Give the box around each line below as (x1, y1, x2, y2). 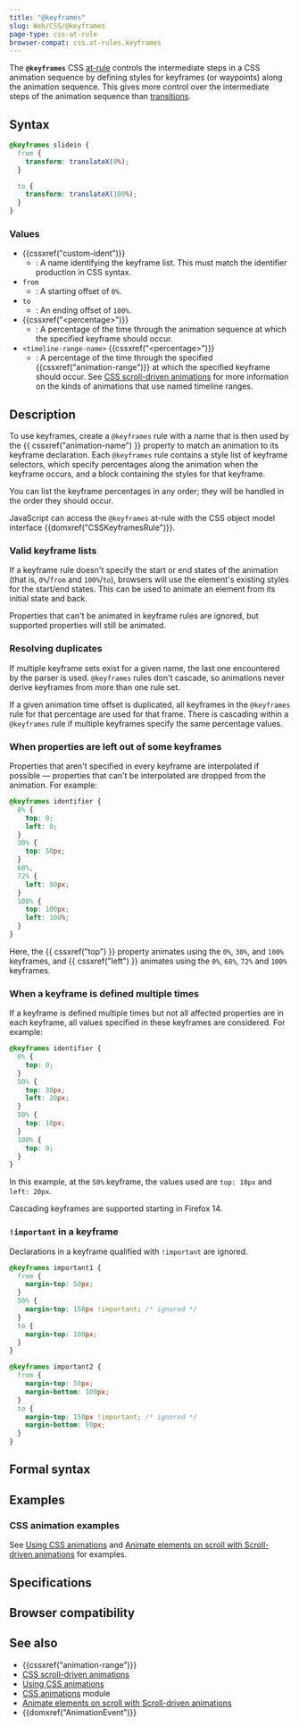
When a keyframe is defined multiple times (9, 987, 199, 999)
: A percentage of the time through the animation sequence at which (35, 324, 287, 335)
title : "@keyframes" (9, 13, 87, 22)
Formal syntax (9, 1462, 91, 1478)
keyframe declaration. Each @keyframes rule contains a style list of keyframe (9, 450, 288, 460)
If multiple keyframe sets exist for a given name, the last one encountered (9, 662, 280, 673)
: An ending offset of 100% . (35, 305, 132, 316)
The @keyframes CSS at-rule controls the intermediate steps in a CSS (9, 63, 261, 73)
